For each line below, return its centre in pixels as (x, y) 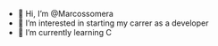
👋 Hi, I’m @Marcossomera (66, 14)
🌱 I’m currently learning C (65, 32)
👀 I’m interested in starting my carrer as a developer (113, 23)
